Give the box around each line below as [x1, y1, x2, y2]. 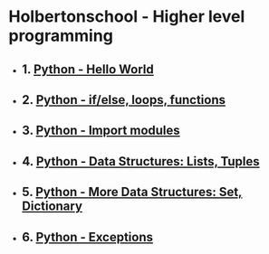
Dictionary [21, 199, 83, 214]
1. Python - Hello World [21, 61, 155, 77]
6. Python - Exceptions [21, 229, 154, 245]
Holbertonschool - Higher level [8, 6, 245, 27]
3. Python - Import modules [21, 123, 180, 138]
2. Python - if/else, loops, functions [21, 92, 226, 108]
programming [8, 25, 114, 46]
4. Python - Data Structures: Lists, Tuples [21, 154, 260, 169]
